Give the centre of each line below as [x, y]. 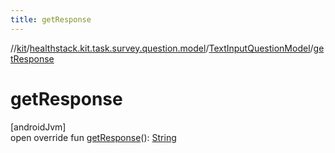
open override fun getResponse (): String [93, 137]
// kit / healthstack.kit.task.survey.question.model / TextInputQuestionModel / [162, 48]
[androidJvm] [38, 127]
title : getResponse [51, 19]
